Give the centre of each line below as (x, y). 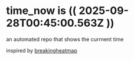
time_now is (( (41, 11)
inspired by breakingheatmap (42, 50)
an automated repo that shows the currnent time (65, 39)
